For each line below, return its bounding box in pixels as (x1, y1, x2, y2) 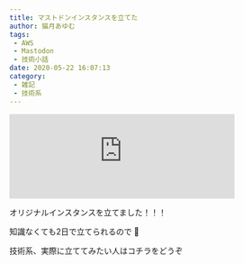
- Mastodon (13, 47, 54, 56)
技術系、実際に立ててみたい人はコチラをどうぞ (9, 245, 183, 256)
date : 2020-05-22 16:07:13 (9, 64, 111, 73)
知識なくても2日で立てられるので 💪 (9, 226, 140, 237)
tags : (9, 30, 30, 39)
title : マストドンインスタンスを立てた (9, 13, 139, 23)
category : (9, 72, 47, 81)
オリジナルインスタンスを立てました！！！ (9, 206, 167, 217)
